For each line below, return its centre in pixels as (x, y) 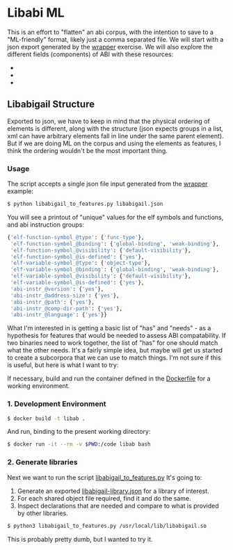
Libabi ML (36, 13)
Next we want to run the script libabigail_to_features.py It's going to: (105, 477)
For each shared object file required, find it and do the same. (104, 498)
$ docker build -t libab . (46, 419)
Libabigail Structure (51, 105)
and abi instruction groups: (46, 225)
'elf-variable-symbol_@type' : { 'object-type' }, (80, 263)
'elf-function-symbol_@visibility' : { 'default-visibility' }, (101, 250)
